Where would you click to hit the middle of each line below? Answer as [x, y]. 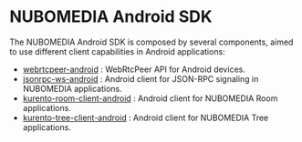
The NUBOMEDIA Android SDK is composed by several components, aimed [151, 42]
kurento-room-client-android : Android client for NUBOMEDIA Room [150, 98]
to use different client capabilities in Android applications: [117, 51]
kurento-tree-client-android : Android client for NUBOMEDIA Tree [146, 117]
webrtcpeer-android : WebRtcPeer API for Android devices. [134, 69]
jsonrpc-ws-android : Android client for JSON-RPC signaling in [141, 78]
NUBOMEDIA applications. [72, 88]
